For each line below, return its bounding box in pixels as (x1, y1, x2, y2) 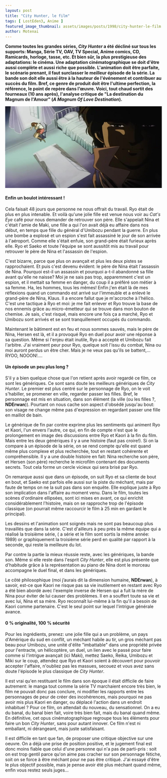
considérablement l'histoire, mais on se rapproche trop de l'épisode (5, 500, 144, 506)
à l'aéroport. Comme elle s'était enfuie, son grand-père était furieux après (5, 237, 157, 244)
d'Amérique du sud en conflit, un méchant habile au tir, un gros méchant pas (5, 636, 162, 643)
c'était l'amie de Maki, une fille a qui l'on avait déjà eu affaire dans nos (5, 222, 149, 228)
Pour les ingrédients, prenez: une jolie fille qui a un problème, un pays (5, 631, 148, 637)
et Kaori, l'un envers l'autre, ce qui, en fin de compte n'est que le (5, 427, 138, 433)
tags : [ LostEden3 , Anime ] (5, 18, 64, 23)
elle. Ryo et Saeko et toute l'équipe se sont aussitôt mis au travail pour (5, 243, 149, 249)
